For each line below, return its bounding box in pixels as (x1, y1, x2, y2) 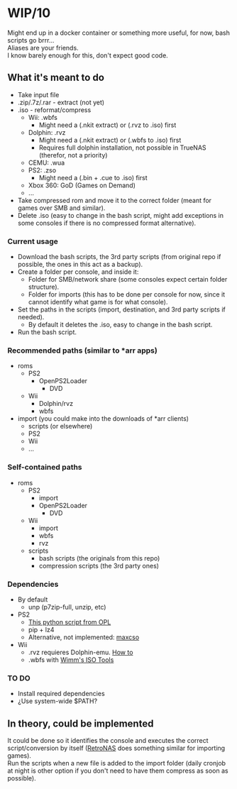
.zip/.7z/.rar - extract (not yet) (17, 98, 105, 106)
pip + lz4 (28, 625, 55, 634)
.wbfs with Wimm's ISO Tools (28, 655, 114, 664)
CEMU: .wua (28, 158, 65, 167)
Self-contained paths (7, 463, 83, 473)
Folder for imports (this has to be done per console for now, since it (28, 290, 226, 299)
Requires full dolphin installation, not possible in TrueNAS (38, 143, 207, 152)
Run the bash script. (17, 328, 77, 336)
